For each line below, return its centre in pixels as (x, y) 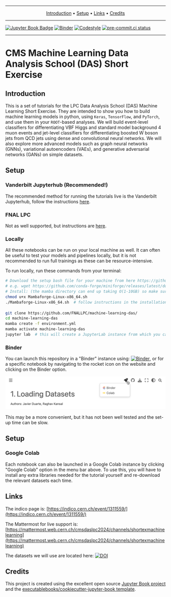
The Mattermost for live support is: (42, 524)
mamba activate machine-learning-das (45, 329)
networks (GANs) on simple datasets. (45, 154)
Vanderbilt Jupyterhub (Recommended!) (57, 185)
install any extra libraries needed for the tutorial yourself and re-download (83, 475)
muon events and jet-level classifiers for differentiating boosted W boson (82, 133)
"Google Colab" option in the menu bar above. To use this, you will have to (83, 470)
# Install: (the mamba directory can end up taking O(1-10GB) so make (82, 292)
